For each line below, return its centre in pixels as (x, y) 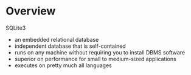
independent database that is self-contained (70, 46)
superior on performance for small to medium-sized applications (95, 59)
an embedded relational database (57, 39)
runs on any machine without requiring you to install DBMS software (100, 52)
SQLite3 (16, 28)
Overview (31, 11)
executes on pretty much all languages (63, 65)
